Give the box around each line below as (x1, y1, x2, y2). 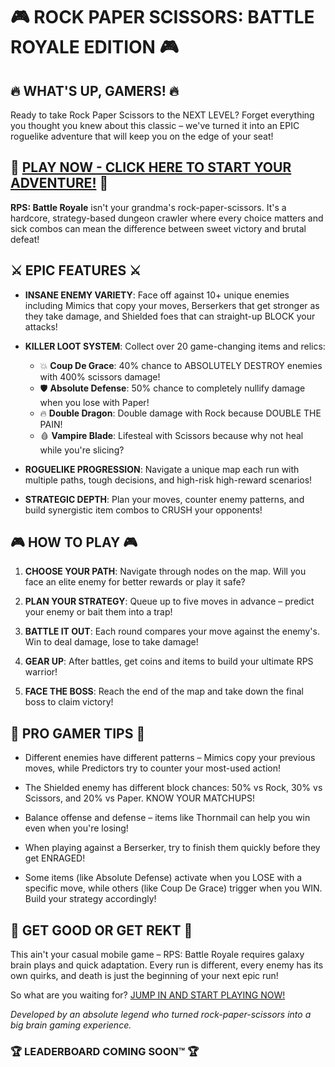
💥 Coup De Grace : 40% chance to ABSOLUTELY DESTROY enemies (39, 359, 323, 371)
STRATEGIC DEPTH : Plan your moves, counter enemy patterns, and (24, 493, 305, 505)
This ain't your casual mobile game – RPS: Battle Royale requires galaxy (10, 949, 305, 961)
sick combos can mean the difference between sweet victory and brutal (10, 222, 307, 234)
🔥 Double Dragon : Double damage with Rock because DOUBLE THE (39, 407, 322, 419)
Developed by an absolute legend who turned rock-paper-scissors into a (10, 1009, 312, 1021)
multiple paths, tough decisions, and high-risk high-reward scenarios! (24, 474, 313, 486)
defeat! (10, 233, 40, 245)
